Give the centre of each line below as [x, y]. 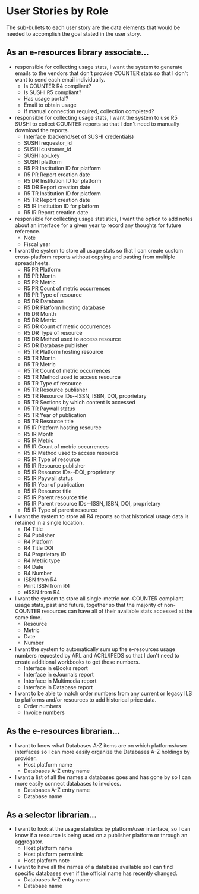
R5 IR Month [39, 434]
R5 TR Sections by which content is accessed [79, 402]
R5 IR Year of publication [54, 484]
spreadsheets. [32, 263]
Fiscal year [37, 244]
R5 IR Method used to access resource [71, 453]
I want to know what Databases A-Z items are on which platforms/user [101, 745]
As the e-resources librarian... [63, 731]
